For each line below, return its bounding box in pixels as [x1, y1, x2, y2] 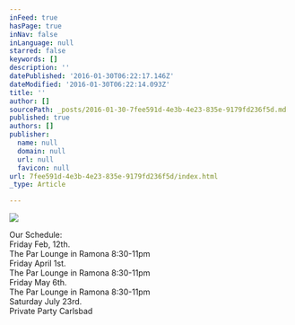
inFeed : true [9, 13, 58, 22]
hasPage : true [9, 22, 63, 31]
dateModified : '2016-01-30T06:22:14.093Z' [9, 80, 170, 89]
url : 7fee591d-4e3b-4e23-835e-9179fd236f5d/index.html [9, 171, 219, 180]
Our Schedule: [9, 230, 63, 241]
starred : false [9, 47, 66, 56]
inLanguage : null [9, 38, 74, 48]
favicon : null [17, 163, 70, 172]
